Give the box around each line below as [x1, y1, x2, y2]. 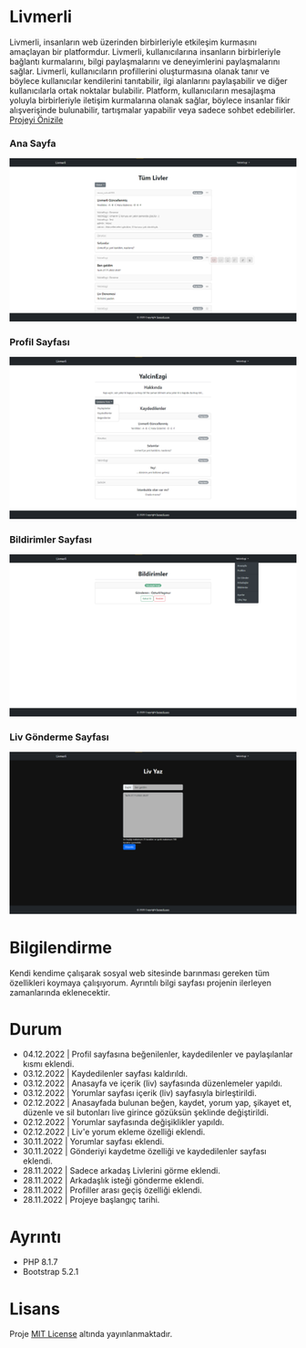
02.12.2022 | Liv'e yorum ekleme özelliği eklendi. [22, 1126, 206, 1138]
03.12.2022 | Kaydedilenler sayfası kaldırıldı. [22, 1069, 189, 1079]
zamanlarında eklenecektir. [9, 986, 111, 997]
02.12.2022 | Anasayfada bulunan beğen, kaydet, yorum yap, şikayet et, [22, 1098, 292, 1109]
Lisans [9, 1299, 61, 1319]
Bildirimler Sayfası [9, 532, 93, 545]
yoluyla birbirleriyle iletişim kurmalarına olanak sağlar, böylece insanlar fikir [9, 94, 291, 106]
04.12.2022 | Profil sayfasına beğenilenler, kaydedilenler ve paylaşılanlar [22, 1048, 293, 1060]
